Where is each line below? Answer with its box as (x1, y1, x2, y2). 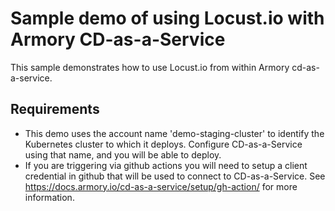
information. (24, 191, 75, 203)
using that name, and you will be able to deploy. (24, 148, 222, 161)
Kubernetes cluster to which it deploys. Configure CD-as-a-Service (24, 138, 303, 150)
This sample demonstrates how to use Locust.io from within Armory (10, 61, 290, 73)
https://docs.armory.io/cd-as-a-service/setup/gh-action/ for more (24, 180, 298, 192)
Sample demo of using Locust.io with (10, 7, 325, 30)
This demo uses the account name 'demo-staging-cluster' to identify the (24, 127, 325, 139)
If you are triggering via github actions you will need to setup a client (24, 159, 308, 171)
